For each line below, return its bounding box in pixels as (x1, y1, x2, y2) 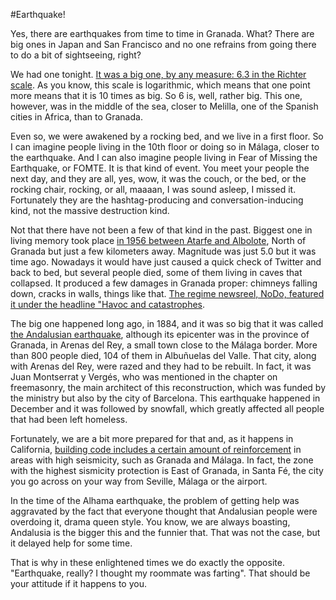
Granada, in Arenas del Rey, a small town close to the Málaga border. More (10, 339, 318, 351)
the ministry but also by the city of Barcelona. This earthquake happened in (10, 392, 321, 404)
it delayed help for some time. (10, 537, 133, 549)
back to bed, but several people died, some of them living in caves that (10, 267, 303, 278)
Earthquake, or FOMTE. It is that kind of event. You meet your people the (10, 162, 310, 174)
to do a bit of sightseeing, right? (10, 49, 142, 61)
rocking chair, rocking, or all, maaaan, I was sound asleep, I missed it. (10, 184, 297, 195)
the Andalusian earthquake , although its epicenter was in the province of (10, 329, 310, 340)
